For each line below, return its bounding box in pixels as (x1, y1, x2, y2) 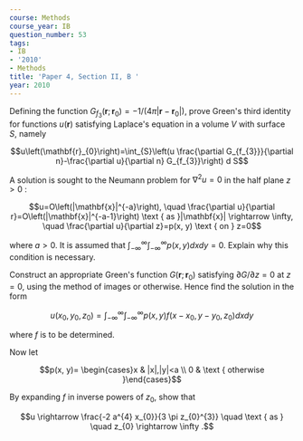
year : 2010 (9, 81, 51, 90)
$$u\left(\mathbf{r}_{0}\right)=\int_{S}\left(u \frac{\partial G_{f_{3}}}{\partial (10, 146, 294, 157)
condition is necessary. (9, 251, 96, 263)
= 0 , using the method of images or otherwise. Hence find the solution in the (9, 281, 295, 292)
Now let (9, 347, 39, 358)
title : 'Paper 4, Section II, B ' (9, 72, 140, 81)
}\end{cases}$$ (121, 374, 183, 385)
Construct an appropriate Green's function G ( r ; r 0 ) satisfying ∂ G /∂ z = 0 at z (9, 269, 291, 282)
